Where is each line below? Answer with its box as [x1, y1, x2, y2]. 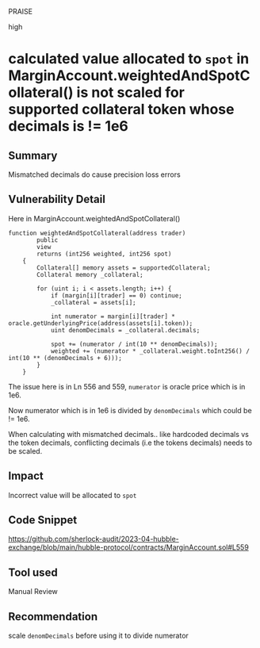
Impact [8, 470, 44, 483]
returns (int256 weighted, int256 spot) [36, 250, 172, 258]
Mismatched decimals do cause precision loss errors [8, 170, 181, 179]
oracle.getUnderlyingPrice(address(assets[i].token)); [8, 319, 193, 328]
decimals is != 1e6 [8, 117, 129, 136]
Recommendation [8, 610, 97, 623]
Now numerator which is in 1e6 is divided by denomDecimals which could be [8, 405, 252, 415]
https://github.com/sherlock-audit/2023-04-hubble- [8, 535, 180, 544]
